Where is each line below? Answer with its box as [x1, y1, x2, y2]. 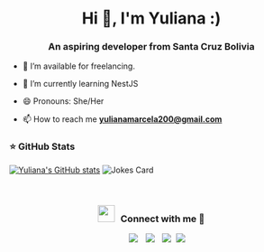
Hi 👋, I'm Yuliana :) [81, 8, 222, 29]
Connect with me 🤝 [120, 212, 205, 225]
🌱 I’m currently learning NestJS [22, 79, 139, 89]
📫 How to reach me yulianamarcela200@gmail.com [22, 114, 223, 125]
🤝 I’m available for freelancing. [22, 61, 135, 71]
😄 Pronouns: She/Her [22, 96, 105, 107]
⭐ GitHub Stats [9, 140, 76, 153]
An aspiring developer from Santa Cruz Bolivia [48, 41, 255, 53]
